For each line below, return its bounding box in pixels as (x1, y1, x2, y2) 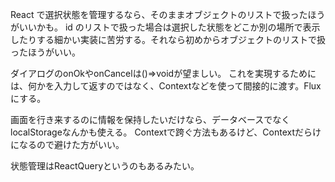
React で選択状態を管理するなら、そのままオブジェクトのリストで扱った (10, 9, 308, 20)
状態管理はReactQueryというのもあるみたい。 (10, 160, 200, 172)
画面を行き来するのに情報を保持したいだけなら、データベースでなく (10, 114, 291, 125)
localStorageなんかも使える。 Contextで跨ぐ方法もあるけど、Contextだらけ (10, 126, 322, 138)
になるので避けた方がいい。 (10, 139, 125, 150)
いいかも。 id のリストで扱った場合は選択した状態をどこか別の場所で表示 (18, 21, 321, 33)
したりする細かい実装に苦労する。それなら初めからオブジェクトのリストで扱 (10, 34, 326, 45)
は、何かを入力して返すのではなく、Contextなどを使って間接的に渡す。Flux (10, 80, 322, 92)
